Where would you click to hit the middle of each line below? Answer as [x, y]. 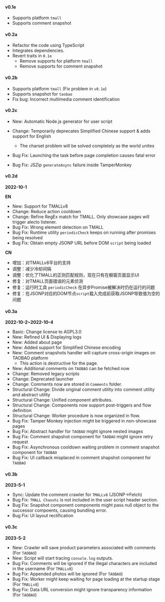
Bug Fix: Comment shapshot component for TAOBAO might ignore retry [82, 437]
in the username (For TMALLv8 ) [42, 568]
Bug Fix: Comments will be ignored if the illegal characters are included [84, 563]
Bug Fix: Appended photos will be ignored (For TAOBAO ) [67, 574]
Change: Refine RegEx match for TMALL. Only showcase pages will [81, 217]
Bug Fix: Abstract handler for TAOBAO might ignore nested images [78, 431]
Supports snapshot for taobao [42, 94]
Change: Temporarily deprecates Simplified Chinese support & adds [81, 131]
